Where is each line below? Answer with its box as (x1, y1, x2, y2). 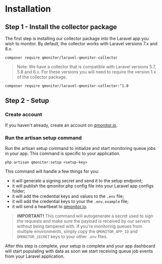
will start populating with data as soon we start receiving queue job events (5, 248, 153, 254)
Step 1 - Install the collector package (5, 23, 117, 31)
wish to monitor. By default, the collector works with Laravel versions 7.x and (5, 41, 158, 47)
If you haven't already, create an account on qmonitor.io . (5, 122, 118, 128)
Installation (5, 3, 51, 15)
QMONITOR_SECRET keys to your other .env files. (16, 233, 108, 239)
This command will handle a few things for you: (5, 168, 99, 174)
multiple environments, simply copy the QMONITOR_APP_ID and (16, 228, 138, 234)
